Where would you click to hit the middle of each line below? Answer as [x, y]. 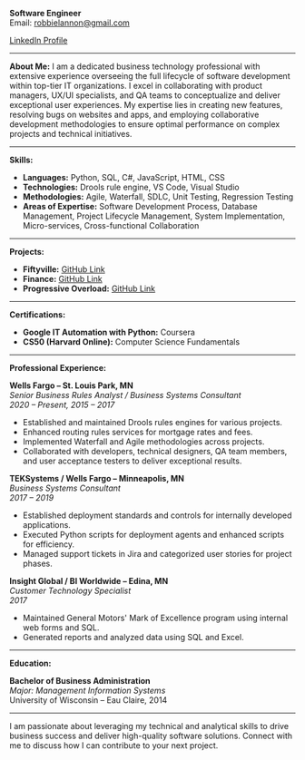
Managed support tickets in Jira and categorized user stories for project [157, 554]
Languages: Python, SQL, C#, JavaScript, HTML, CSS [123, 177]
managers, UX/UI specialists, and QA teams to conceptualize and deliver [145, 95]
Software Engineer [45, 13]
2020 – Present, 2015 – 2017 [62, 404]
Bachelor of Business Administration [80, 681]
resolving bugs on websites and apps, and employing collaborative [134, 114]
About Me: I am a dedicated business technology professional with [135, 66]
